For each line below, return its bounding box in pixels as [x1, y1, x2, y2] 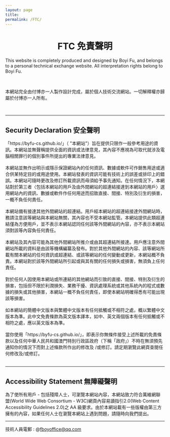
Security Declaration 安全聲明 [5, 126, 100, 135]
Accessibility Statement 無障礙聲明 [5, 377, 117, 386]
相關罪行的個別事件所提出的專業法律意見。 [9, 153, 99, 159]
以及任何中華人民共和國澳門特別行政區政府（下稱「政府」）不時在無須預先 [9, 338, 163, 344]
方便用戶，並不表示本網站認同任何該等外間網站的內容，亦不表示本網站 [18, 221, 165, 227]
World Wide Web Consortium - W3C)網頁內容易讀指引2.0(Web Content [11, 397, 159, 404]
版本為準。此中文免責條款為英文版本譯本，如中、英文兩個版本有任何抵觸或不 [5, 314, 165, 320]
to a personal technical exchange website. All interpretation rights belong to [5, 63, 163, 69]
